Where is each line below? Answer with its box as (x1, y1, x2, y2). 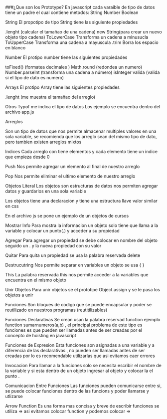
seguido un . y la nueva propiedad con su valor (5, 243, 102, 248)
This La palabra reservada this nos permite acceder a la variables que (5, 272, 149, 277)
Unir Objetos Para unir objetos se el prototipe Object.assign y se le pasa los (5, 287, 161, 292)
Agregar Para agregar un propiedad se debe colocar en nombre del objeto (5, 237, 158, 243)
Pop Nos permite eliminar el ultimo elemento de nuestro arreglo (5, 173, 136, 179)
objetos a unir (5, 292, 33, 298)
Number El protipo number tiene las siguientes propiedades (5, 54, 128, 60)
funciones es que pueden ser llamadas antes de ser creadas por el (5, 327, 143, 333)
